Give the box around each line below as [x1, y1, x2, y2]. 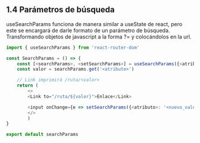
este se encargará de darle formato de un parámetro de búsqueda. [6, 27, 170, 34]
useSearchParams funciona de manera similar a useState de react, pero [6, 20, 183, 27]
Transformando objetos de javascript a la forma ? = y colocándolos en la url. [6, 33, 192, 40]
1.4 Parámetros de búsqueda [6, 5, 115, 15]
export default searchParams [6, 132, 79, 138]
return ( [17, 82, 39, 88]
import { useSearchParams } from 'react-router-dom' [6, 45, 140, 50]
